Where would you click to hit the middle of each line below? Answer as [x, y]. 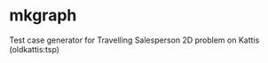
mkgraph [43, 16]
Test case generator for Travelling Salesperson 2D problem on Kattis [134, 40]
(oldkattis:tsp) [35, 49]
